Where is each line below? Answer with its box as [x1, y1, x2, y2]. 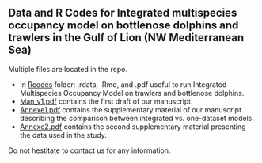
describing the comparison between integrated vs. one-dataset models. [19, 113, 255, 123]
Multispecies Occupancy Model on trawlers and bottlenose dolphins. [19, 88, 245, 97]
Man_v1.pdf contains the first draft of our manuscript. [19, 97, 193, 106]
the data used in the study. [19, 130, 107, 139]
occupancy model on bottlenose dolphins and [8, 19, 239, 32]
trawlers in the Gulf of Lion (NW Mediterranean [8, 31, 244, 44]
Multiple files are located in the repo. [8, 64, 128, 74]
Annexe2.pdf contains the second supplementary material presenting [19, 122, 247, 131]
